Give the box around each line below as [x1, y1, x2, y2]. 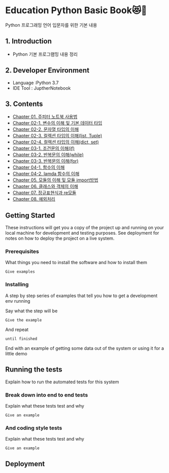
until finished [5, 336, 38, 341]
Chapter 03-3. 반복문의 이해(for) [12, 158, 79, 164]
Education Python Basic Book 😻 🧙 [5, 5, 147, 16]
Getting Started [5, 211, 55, 220]
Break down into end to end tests [5, 391, 88, 398]
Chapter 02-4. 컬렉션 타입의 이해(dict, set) [12, 139, 99, 145]
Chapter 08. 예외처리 [12, 196, 56, 202]
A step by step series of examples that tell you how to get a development [5, 293, 158, 299]
